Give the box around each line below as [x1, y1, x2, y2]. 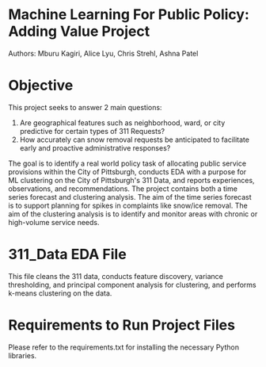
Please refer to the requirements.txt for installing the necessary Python [8, 342, 240, 352]
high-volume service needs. [8, 217, 100, 227]
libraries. [8, 350, 37, 360]
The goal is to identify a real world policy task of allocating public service [8, 159, 247, 168]
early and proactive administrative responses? [19, 143, 171, 152]
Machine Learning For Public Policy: [8, 6, 249, 24]
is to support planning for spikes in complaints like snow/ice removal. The [8, 201, 248, 210]
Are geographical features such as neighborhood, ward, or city [19, 117, 226, 128]
